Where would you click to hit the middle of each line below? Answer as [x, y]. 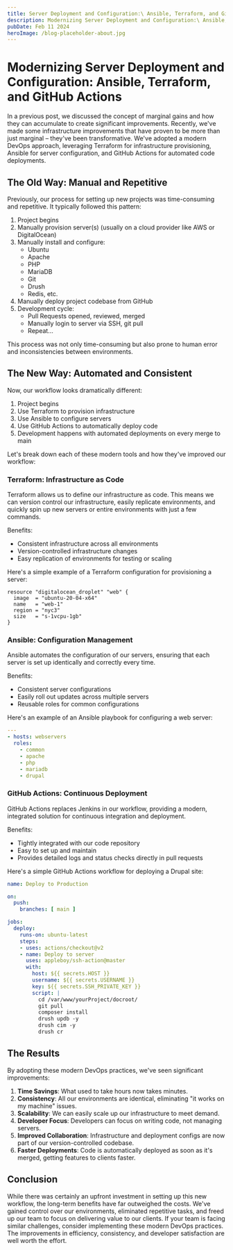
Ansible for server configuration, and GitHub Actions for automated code [111, 153]
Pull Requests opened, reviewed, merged [86, 316]
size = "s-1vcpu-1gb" [48, 617]
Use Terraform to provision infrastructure [76, 411]
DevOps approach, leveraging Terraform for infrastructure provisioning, [109, 146]
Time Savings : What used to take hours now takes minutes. [103, 1091]
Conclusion [33, 1179]
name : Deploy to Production [48, 884]
